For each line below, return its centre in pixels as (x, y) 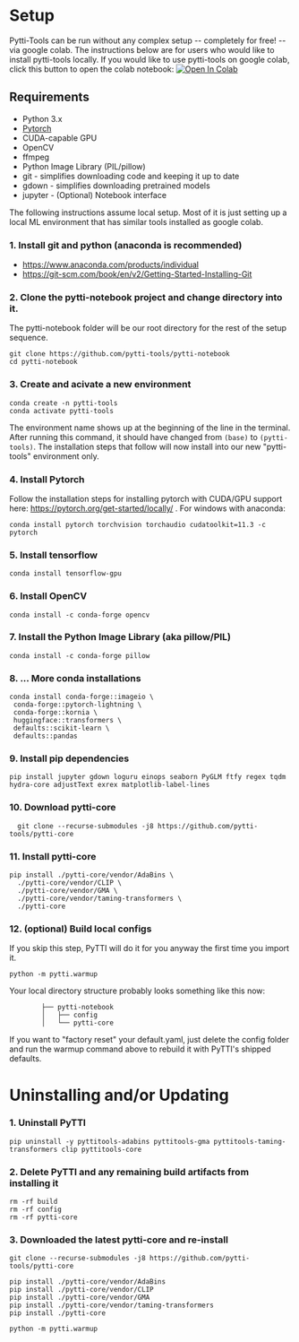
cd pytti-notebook (43, 362)
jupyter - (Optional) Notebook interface (94, 195)
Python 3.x (42, 118)
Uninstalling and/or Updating (120, 1095)
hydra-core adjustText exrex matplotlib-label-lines (110, 785)
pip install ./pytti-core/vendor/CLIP (81, 1290)
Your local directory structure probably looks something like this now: (137, 991)
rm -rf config (36, 1210)
